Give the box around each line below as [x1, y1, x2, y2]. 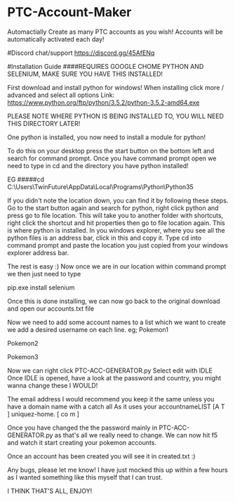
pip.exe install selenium [7, 283, 75, 292]
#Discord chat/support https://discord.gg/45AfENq [7, 49, 155, 57]
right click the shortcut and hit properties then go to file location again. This [7, 219, 226, 227]
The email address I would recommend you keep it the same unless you [7, 394, 215, 403]
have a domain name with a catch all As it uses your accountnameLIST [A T [7, 402, 226, 411]
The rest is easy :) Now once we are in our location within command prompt [7, 262, 227, 271]
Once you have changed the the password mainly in [7, 423, 158, 432]
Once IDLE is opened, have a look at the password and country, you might [7, 373, 222, 382]
